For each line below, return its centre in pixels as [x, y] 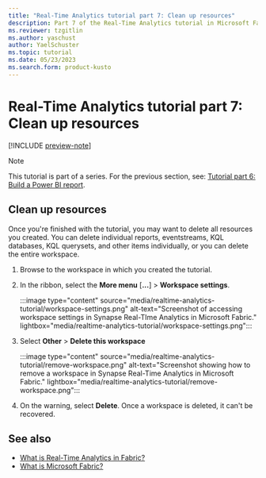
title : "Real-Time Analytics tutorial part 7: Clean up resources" [122, 15]
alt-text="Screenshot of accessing [186, 308]
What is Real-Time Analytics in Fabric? [82, 458]
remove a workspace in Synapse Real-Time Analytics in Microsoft [127, 373]
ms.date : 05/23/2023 [42, 60]
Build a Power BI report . [47, 184]
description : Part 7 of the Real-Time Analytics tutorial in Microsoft [129, 23]
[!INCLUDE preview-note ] [50, 145]
